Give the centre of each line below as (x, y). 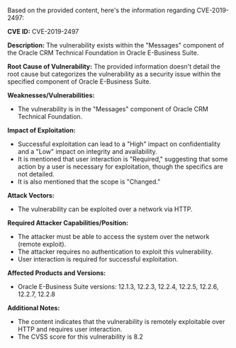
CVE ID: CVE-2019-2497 (43, 32)
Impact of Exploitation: (41, 130)
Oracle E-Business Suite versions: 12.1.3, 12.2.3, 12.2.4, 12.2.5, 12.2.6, (118, 287)
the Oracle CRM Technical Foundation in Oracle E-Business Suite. (103, 53)
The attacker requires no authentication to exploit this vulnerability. (115, 252)
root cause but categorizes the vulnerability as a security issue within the (114, 74)
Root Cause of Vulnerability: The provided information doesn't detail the (114, 66)
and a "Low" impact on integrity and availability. (87, 151)
